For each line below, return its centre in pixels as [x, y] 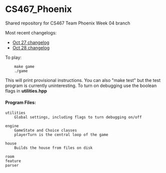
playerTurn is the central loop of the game [61, 135]
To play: [13, 57]
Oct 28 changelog [31, 47]
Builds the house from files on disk [53, 148]
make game [24, 66]
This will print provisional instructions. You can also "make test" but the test [83, 80]
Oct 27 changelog [31, 42]
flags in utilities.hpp [26, 90]
